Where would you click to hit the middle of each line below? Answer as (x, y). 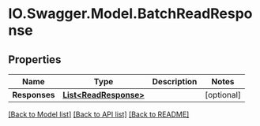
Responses (34, 95)
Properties (35, 59)
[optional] (222, 95)
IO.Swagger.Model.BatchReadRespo (130, 14)
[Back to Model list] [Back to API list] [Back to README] (99, 114)
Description (175, 82)
